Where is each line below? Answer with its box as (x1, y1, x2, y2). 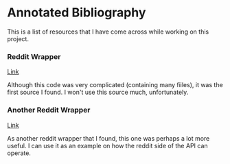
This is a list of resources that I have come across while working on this (7, 27, 209, 36)
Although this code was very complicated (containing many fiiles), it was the (7, 81, 223, 89)
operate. (7, 149, 31, 157)
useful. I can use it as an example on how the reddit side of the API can (7, 141, 208, 150)
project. (7, 34, 30, 43)
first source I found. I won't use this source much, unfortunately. (7, 88, 189, 97)
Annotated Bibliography (7, 5, 146, 21)
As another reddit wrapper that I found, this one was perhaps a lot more (7, 134, 210, 142)
